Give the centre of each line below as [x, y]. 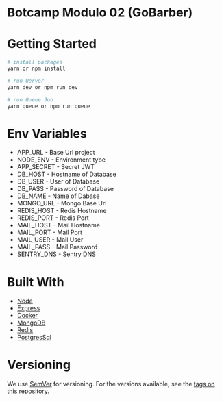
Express [28, 308]
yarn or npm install [37, 68]
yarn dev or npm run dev [42, 87]
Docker [27, 316]
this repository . [28, 391]
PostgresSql [34, 338]
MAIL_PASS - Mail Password [57, 247]
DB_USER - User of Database [58, 181]
